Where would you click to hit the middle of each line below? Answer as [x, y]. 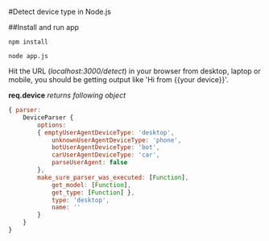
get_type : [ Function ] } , [93, 193]
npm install [28, 42]
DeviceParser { [48, 117]
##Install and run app [43, 27]
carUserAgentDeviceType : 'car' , [106, 155]
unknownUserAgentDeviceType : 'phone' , [116, 140]
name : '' [66, 208]
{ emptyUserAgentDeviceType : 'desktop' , [106, 132]
